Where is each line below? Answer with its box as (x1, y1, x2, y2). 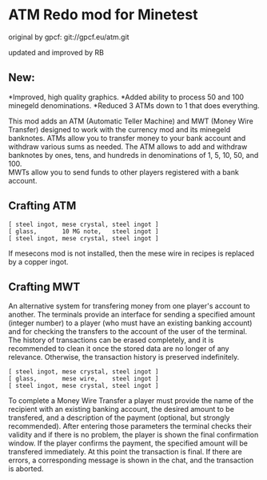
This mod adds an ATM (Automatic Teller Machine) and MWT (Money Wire (8, 116, 253, 126)
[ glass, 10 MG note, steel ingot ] (8, 227, 159, 236)
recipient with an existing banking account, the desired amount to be (8, 405, 234, 414)
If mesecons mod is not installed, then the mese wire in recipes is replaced (8, 248, 254, 258)
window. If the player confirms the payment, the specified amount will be (8, 438, 249, 448)
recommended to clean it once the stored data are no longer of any (8, 344, 229, 353)
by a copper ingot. (8, 256, 70, 266)
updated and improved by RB (8, 47, 104, 57)
